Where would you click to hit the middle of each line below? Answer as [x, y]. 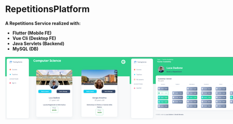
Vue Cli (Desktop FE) [34, 38]
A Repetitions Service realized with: [43, 23]
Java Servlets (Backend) [38, 43]
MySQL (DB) [25, 49]
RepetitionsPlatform [48, 9]
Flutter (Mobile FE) [32, 33]
